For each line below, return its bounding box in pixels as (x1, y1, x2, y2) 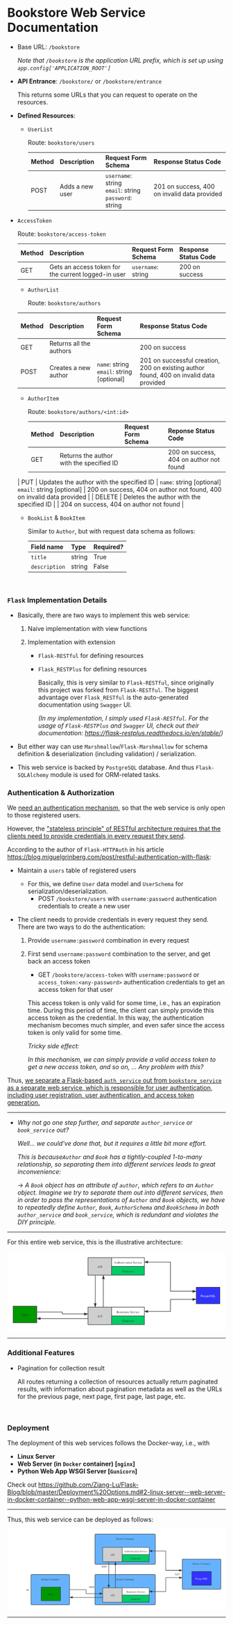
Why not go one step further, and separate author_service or (17, 1119, 193, 1127)
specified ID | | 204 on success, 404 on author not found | (17, 500, 184, 509)
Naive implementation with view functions (27, 624, 148, 632)
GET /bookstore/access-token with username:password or (37, 970, 200, 979)
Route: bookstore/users (27, 138, 95, 147)
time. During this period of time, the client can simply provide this (27, 1007, 214, 1015)
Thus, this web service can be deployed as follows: (7, 1515, 154, 1523)
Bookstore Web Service (7, 5, 146, 21)
